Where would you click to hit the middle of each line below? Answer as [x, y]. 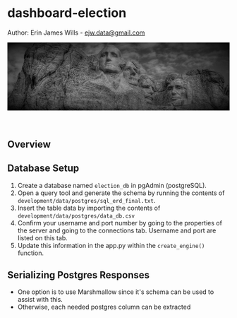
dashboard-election [67, 13]
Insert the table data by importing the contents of [89, 208]
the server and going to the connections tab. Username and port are [117, 230]
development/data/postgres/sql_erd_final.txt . [86, 200]
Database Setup [43, 169]
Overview [29, 144]
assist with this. [40, 300]
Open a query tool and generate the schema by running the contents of [121, 193]
